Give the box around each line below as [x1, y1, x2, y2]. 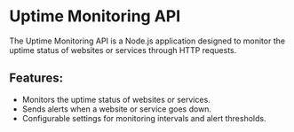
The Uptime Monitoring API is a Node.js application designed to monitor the [9, 35, 286, 46]
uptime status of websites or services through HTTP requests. [9, 44, 237, 55]
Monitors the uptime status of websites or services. [21, 94, 211, 105]
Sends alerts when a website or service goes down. [21, 104, 211, 114]
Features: [9, 71, 64, 86]
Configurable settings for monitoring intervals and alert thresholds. [21, 113, 266, 123]
